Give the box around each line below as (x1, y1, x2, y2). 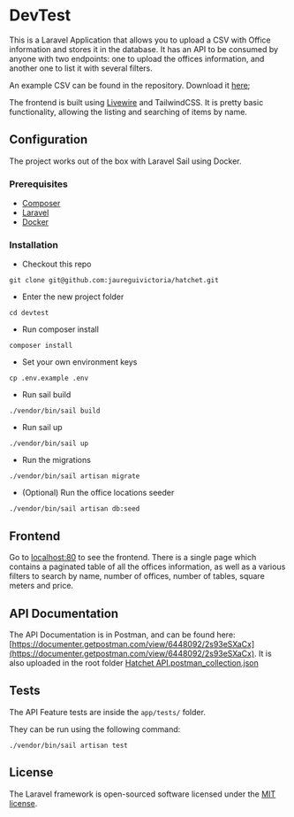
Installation (9, 238, 59, 250)
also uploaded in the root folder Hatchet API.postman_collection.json (9, 657, 259, 668)
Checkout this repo (21, 258, 92, 270)
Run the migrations (21, 455, 91, 466)
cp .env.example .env (9, 374, 89, 383)
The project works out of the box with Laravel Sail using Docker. (9, 156, 242, 166)
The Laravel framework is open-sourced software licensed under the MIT (9, 789, 276, 799)
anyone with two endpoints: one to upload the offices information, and (9, 53, 265, 64)
